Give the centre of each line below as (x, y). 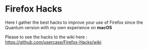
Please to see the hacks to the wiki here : (46, 37)
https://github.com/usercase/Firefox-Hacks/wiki (53, 42)
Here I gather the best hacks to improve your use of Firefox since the (74, 22)
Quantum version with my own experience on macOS (59, 27)
